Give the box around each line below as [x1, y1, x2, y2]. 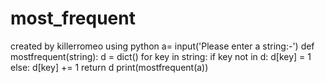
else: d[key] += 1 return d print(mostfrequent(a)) [10, 61, 209, 73]
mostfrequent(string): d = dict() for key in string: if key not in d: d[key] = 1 [10, 50, 312, 62]
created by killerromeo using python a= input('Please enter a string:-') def [10, 40, 315, 52]
